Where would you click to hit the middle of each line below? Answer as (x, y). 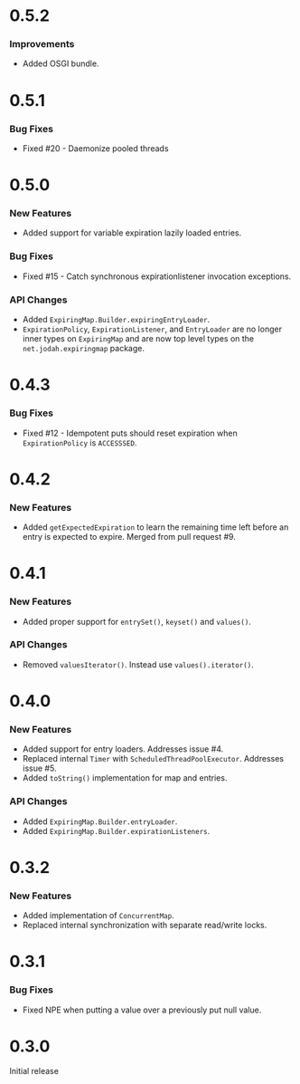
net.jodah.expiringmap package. (83, 349)
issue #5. (39, 768)
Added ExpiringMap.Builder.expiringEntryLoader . (116, 320)
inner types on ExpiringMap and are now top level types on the (138, 339)
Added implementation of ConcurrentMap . (98, 916)
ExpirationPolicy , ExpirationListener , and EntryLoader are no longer (152, 329)
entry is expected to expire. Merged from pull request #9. (129, 537)
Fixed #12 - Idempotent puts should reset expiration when (130, 433)
